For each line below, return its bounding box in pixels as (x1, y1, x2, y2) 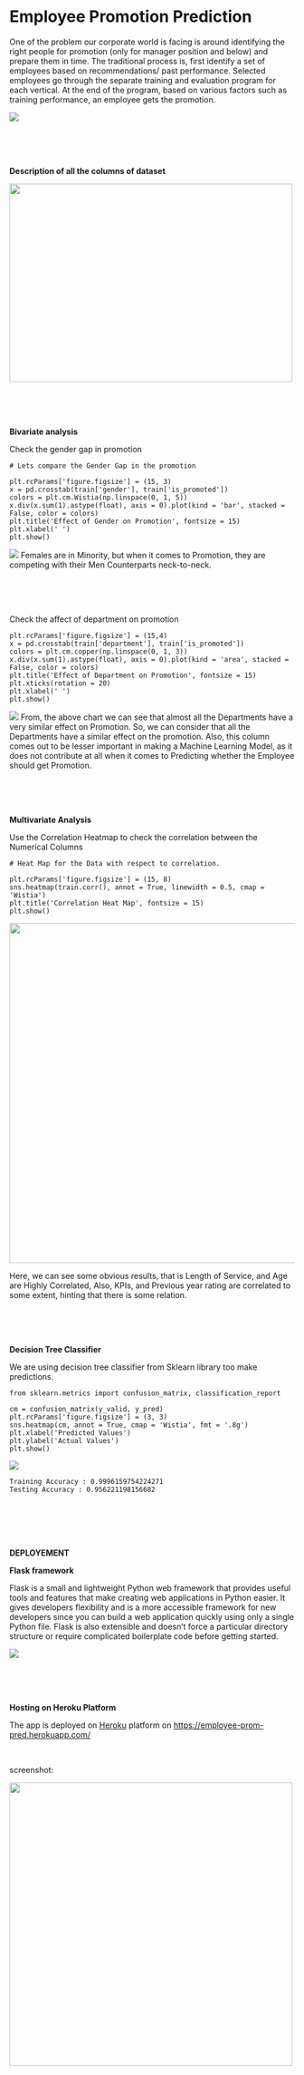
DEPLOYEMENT (9, 1547, 70, 1558)
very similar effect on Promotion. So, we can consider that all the (9, 721, 251, 732)
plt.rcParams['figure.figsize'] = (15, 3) (9, 477, 172, 486)
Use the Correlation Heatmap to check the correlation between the (9, 831, 258, 842)
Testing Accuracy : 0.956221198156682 (9, 1485, 156, 1494)
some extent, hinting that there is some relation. (9, 1289, 187, 1300)
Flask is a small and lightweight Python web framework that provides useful (9, 1582, 291, 1593)
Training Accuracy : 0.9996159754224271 (9, 1477, 165, 1486)
